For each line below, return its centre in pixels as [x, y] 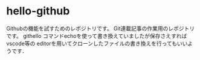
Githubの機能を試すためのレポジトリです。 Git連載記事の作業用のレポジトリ [101, 28]
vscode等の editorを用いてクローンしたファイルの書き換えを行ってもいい [97, 43]
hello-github [38, 11]
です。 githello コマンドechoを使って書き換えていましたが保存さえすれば [97, 36]
